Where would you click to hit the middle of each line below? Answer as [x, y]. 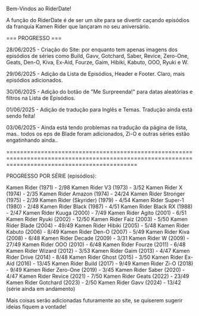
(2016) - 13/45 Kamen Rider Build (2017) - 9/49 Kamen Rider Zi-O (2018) [105, 264]
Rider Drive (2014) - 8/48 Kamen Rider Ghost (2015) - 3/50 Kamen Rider [95, 257]
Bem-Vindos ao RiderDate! [39, 9]
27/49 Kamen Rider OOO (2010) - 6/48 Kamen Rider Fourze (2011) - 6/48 [96, 244]
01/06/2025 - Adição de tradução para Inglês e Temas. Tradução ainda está [99, 109]
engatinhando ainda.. [32, 140]
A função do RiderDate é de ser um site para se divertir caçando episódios [98, 20]
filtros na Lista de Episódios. [41, 98]
